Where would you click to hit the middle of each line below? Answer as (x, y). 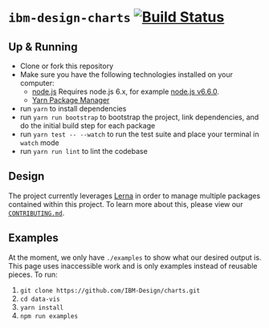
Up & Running (43, 47)
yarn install (42, 308)
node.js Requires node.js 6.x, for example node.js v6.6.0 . (125, 91)
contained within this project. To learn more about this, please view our (126, 204)
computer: (37, 83)
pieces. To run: (33, 274)
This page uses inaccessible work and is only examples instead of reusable (133, 265)
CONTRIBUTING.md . (37, 213)
